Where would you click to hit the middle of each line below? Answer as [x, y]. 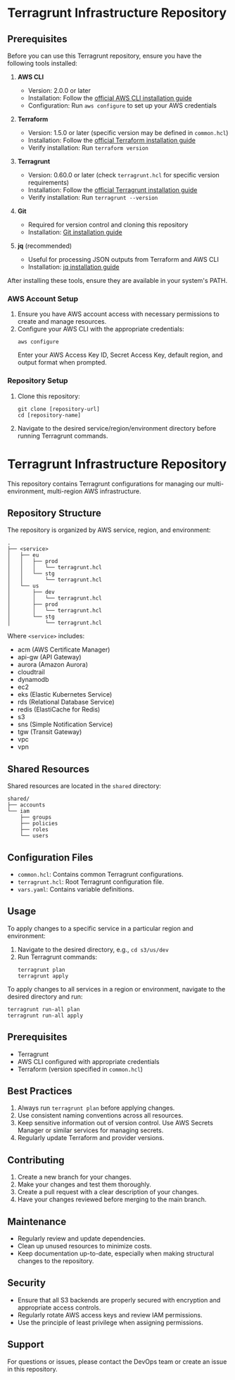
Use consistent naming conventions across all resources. [100, 1115]
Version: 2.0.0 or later [59, 90]
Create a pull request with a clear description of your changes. [108, 1192]
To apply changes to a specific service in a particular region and [100, 928]
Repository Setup [38, 381]
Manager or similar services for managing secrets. [90, 1130]
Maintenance [37, 1221]
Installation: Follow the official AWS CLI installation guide [110, 98]
